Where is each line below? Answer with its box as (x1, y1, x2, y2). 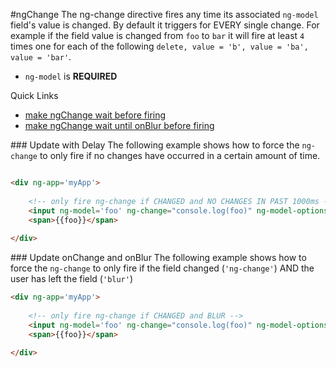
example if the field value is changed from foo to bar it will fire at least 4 (10, 30, 305, 41)
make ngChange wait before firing (24, 109, 167, 121)
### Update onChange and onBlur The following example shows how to (10, 252, 307, 264)
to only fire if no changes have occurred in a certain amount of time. (39, 150, 321, 161)
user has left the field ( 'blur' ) (10, 273, 134, 285)
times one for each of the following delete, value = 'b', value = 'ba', (10, 40, 309, 52)
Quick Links (10, 90, 59, 101)
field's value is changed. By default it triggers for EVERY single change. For (10, 19, 320, 31)
